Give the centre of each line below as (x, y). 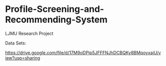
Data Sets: (16, 43)
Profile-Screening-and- (55, 9)
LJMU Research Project (29, 33)
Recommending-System (56, 20)
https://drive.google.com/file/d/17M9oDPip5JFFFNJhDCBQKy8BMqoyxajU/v (83, 53)
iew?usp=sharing (23, 58)
